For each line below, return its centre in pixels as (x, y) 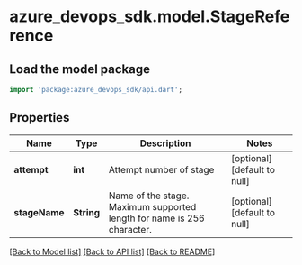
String (87, 212)
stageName (39, 212)
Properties (40, 118)
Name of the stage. (149, 196)
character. (130, 229)
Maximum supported (152, 206)
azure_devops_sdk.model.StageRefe (150, 17)
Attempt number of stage (161, 169)
